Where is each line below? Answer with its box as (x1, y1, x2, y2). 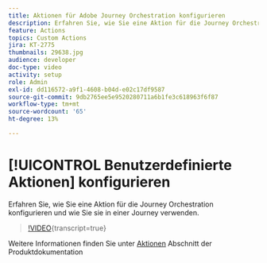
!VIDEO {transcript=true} (27, 223, 107, 233)
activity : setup (8, 71, 62, 79)
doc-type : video (8, 64, 62, 72)
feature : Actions (8, 26, 66, 34)
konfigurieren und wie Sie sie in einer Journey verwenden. (8, 207, 199, 217)
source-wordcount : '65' (8, 108, 87, 116)
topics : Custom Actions (8, 33, 87, 42)
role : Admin (8, 78, 48, 86)
